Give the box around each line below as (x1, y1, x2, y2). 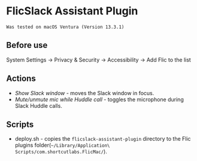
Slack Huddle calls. (14, 102, 63, 109)
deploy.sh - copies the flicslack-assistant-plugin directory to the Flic (14, 135, 191, 142)
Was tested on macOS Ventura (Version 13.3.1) (6, 24, 125, 30)
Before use (6, 40, 48, 50)
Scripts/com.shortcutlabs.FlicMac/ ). (14, 148, 108, 155)
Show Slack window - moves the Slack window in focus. (14, 89, 154, 96)
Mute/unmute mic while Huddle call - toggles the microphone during (14, 96, 184, 103)
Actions (6, 74, 36, 84)
